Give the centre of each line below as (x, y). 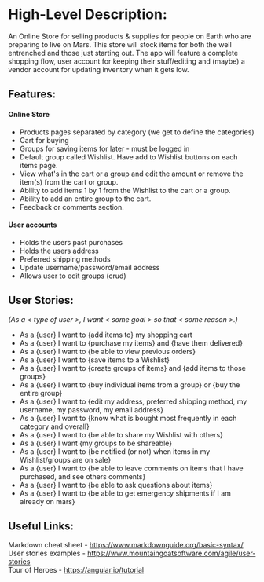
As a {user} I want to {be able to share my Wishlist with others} (121, 434)
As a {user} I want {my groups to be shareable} (96, 443)
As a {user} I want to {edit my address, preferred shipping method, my (133, 401)
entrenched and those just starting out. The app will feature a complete (123, 53)
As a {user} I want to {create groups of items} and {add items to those (132, 368)
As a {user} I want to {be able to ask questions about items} (116, 485)
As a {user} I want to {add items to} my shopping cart (106, 335)
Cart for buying (44, 140)
